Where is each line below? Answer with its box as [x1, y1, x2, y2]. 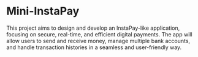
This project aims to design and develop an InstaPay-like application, [6, 24, 180, 32]
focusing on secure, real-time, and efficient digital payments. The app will [6, 30, 192, 38]
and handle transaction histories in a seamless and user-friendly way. [6, 44, 182, 51]
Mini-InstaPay [6, 4, 80, 18]
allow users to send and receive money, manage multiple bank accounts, [6, 37, 191, 44]
